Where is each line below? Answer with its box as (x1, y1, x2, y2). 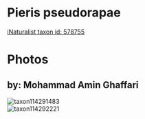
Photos (7, 52, 49, 67)
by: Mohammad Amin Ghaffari (7, 79, 139, 91)
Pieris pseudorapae (7, 5, 122, 21)
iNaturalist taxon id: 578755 (7, 28, 85, 36)
